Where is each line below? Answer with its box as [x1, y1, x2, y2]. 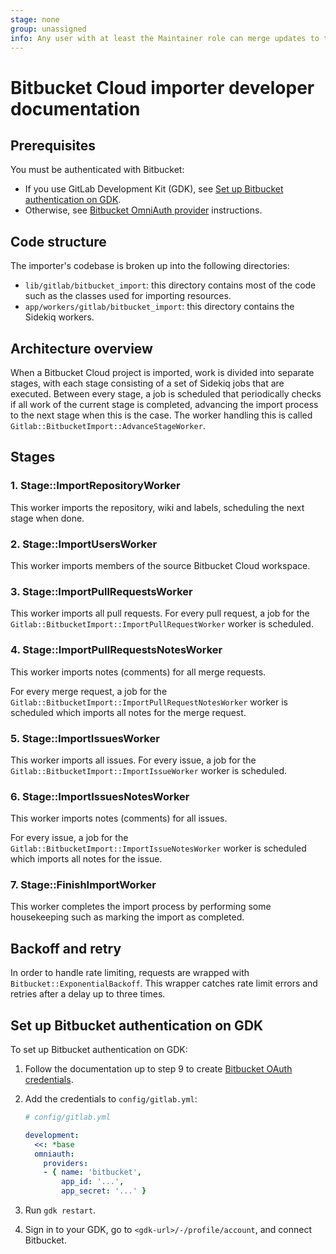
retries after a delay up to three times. [10, 988, 166, 1000]
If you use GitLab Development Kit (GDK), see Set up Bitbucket [24, 183, 284, 195]
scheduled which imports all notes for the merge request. [10, 706, 247, 718]
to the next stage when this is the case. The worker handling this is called [10, 409, 313, 421]
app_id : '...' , [61, 1177, 125, 1187]
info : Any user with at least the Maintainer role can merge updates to [10, 33, 320, 43]
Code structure [10, 233, 107, 250]
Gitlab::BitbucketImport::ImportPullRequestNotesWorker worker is [10, 696, 288, 708]
